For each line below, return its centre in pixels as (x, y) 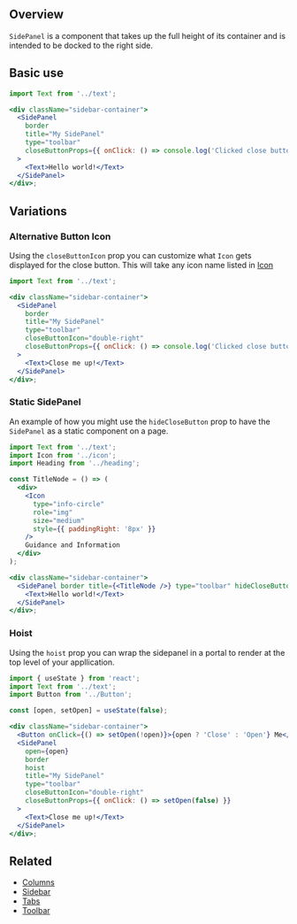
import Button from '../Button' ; (71, 695)
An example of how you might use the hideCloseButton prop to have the (140, 421)
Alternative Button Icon (60, 236)
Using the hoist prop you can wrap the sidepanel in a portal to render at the (147, 652)
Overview (37, 15)
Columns (38, 882)
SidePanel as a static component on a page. (89, 431)
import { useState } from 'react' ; (75, 678)
